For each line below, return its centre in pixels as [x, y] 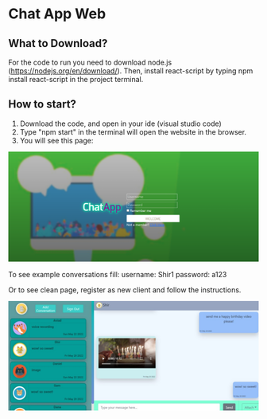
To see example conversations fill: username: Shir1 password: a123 [118, 274]
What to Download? [58, 43]
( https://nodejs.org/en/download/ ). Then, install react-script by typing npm [131, 71]
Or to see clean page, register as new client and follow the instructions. [125, 290]
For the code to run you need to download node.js [90, 62]
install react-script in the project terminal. [76, 79]
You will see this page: [56, 140]
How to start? [43, 104]
